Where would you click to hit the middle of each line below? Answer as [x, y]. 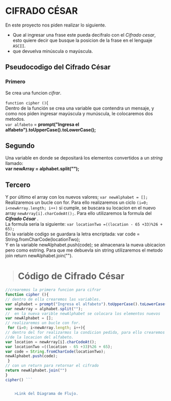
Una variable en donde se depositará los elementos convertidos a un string [84, 158]
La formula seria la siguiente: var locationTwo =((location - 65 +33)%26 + [84, 224]
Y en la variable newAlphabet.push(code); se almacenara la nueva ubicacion [85, 245]
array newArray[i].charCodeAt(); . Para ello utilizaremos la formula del [78, 213]
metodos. [15, 119]
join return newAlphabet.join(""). [39, 256]
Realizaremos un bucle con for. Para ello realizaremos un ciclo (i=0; [77, 203]
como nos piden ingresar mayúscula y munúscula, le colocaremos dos [79, 113]
